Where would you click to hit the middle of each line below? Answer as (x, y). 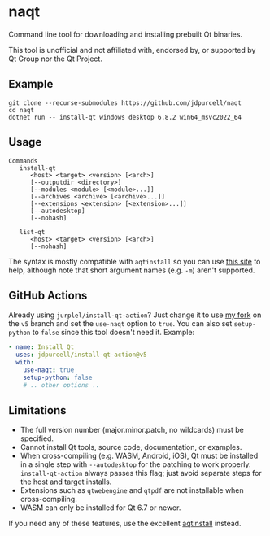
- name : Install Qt (41, 347)
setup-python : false (58, 377)
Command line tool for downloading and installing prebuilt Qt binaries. (125, 34)
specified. (37, 438)
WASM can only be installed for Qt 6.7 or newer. (100, 508)
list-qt (32, 232)
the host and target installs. (66, 482)
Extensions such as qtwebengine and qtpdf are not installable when (132, 490)
